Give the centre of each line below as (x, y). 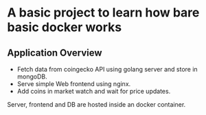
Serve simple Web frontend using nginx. (74, 84)
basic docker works (65, 27)
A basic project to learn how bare (103, 13)
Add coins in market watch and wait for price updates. (94, 91)
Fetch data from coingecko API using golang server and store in (107, 69)
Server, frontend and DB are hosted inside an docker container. (96, 104)
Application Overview (55, 53)
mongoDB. (32, 76)
